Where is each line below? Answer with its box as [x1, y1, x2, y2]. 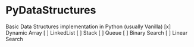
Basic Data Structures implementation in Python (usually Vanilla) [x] [5, 23, 171, 30]
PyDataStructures [5, 4, 96, 17]
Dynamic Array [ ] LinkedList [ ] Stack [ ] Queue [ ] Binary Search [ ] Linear [5, 29, 188, 36]
